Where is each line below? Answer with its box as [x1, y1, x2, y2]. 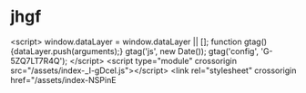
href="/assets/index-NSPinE [10, 74, 117, 85]
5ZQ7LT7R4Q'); [10, 55, 67, 66]
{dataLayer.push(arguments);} [10, 45, 124, 56]
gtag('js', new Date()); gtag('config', [125, 45, 259, 56]
